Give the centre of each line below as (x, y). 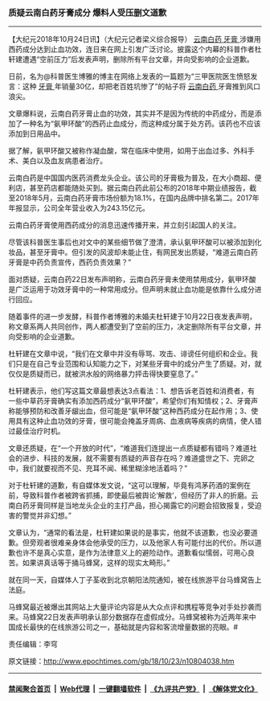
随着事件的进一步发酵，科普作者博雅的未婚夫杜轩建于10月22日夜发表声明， (133, 317)
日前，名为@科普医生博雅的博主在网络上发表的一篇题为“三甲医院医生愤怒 (129, 76)
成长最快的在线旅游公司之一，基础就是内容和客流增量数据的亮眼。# (127, 627)
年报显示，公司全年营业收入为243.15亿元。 (79, 208)
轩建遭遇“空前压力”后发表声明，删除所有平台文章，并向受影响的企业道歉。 (131, 59)
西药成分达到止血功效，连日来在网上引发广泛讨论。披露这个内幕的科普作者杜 (135, 49)
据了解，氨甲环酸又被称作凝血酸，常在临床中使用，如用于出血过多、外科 (128, 151)
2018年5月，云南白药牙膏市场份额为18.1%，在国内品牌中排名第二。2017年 (137, 198)
